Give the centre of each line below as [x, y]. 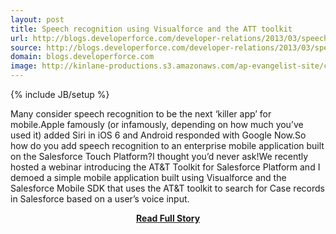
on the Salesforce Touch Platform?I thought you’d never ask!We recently [159, 156]
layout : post [37, 19]
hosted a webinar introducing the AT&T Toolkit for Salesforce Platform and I [165, 167]
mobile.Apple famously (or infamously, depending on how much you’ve [157, 124]
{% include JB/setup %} [60, 94]
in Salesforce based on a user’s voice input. [100, 199]
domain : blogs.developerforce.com [82, 57]
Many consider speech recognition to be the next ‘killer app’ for [141, 114]
